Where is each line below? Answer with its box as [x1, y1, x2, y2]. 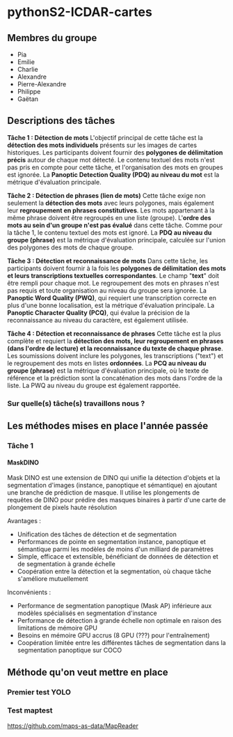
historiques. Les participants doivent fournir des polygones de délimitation [7, 148, 223, 157]
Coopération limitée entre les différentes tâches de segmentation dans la [17, 639, 226, 647]
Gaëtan [17, 95, 39, 103]
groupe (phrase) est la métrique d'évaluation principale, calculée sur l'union [7, 235, 226, 244]
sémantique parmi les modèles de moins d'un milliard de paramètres [17, 545, 214, 554]
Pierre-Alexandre [17, 80, 67, 88]
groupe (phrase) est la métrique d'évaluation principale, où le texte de [7, 366, 209, 375]
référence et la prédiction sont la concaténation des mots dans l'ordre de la [7, 373, 223, 382]
